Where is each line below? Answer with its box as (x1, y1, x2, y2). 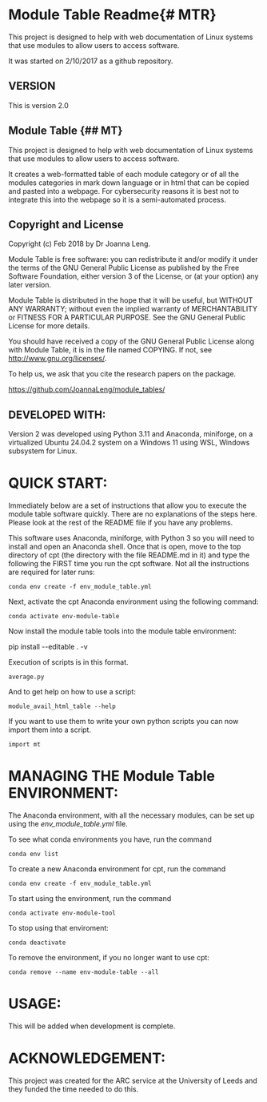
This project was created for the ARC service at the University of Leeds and (8, 1076, 257, 1085)
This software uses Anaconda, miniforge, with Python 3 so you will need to (8, 533, 255, 543)
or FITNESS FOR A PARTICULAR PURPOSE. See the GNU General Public (8, 312, 246, 322)
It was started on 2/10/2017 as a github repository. (8, 56, 173, 66)
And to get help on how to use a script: (8, 687, 136, 697)
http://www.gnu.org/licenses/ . (8, 354, 107, 364)
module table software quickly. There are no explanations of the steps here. (8, 509, 257, 519)
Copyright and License (8, 218, 124, 231)
